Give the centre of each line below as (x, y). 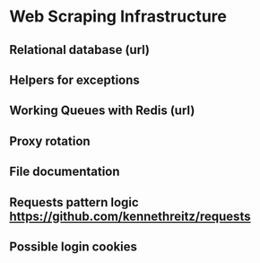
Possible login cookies (73, 246)
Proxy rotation (50, 141)
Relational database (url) (80, 50)
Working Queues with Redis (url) (102, 111)
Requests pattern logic (74, 202)
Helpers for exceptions (75, 79)
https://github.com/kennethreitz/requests (130, 216)
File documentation (65, 172)
